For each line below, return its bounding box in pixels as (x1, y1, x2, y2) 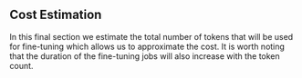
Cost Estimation (9, 7, 102, 23)
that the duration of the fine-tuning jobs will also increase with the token (9, 50, 280, 62)
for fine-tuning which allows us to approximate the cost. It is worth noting (9, 41, 286, 52)
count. (9, 60, 34, 71)
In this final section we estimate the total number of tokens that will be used (9, 31, 294, 42)
